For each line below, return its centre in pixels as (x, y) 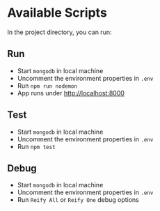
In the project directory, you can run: (59, 32)
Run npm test (36, 146)
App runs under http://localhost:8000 (71, 93)
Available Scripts (57, 13)
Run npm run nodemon (47, 86)
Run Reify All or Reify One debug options (78, 200)
